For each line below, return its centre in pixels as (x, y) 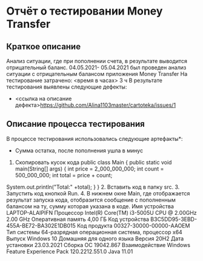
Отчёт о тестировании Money (85, 11)
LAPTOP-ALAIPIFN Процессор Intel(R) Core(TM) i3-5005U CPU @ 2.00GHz (101, 212)
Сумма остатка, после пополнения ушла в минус (79, 151)
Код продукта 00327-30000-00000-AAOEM (133, 225)
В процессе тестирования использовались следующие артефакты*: (95, 138)
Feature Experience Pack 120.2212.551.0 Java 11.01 (70, 251)
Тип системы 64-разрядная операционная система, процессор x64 (95, 232)
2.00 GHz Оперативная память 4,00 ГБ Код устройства (78, 219)
